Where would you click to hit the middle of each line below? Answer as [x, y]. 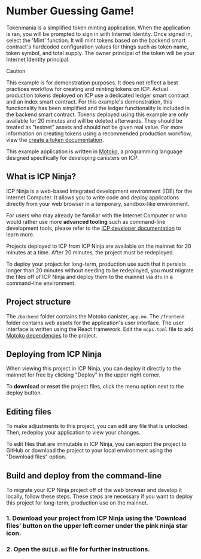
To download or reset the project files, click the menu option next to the [95, 387]
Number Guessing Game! [70, 11]
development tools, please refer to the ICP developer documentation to [94, 228]
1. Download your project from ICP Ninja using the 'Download [96, 518]
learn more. [20, 234]
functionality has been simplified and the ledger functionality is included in [98, 108]
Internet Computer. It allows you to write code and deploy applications [93, 197]
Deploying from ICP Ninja [54, 354]
